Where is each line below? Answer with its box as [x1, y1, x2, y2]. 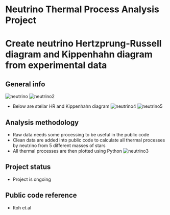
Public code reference [5, 191, 78, 200]
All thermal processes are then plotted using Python [12, 148, 123, 154]
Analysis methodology [5, 118, 79, 127]
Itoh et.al [12, 204, 32, 210]
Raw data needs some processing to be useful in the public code [12, 132, 150, 137]
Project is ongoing [12, 176, 51, 182]
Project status [5, 162, 51, 172]
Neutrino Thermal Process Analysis [5, 4, 159, 15]
